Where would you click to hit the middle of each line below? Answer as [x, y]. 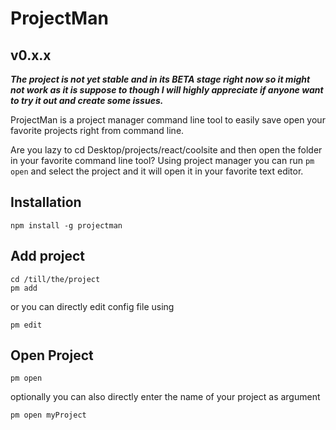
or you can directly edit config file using [92, 306]
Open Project [52, 355]
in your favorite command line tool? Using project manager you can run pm [162, 160]
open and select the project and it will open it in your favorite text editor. [157, 171]
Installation [46, 202]
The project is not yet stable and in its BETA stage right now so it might [160, 79]
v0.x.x [31, 55]
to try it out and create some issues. [87, 100]
